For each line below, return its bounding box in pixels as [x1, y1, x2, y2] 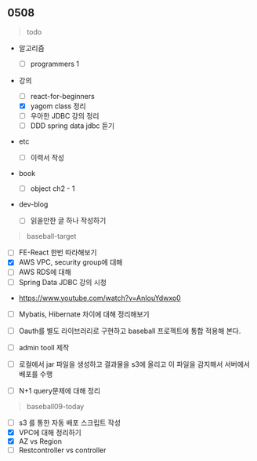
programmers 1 [30, 59, 80, 68]
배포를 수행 [18, 369, 53, 379]
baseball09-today [26, 401, 85, 411]
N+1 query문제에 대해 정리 [18, 386, 101, 395]
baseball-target [26, 232, 77, 241]
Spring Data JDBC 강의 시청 [18, 277, 107, 287]
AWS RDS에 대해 [18, 267, 72, 277]
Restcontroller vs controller [18, 445, 107, 455]
